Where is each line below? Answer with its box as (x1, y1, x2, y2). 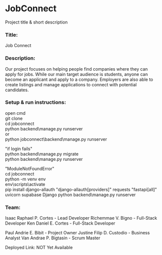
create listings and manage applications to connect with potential (5, 81, 137, 87)
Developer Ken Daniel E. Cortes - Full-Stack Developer (5, 220, 115, 226)
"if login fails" (5, 146, 33, 152)
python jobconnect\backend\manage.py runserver (5, 136, 107, 142)
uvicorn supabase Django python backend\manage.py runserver (5, 192, 136, 198)
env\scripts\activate (5, 181, 46, 187)
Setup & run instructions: (5, 99, 66, 106)
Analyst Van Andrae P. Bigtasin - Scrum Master (5, 235, 101, 241)
